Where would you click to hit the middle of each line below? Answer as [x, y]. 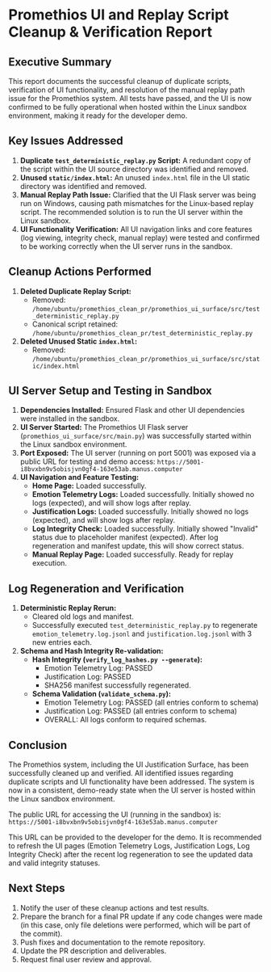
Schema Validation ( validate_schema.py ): [102, 694]
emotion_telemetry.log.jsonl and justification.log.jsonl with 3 [142, 634]
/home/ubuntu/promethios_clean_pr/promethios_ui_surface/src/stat [146, 359]
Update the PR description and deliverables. [93, 950]
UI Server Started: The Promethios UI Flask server [104, 427]
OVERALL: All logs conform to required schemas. [125, 720]
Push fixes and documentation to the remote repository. [113, 942]
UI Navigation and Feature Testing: [79, 478]
